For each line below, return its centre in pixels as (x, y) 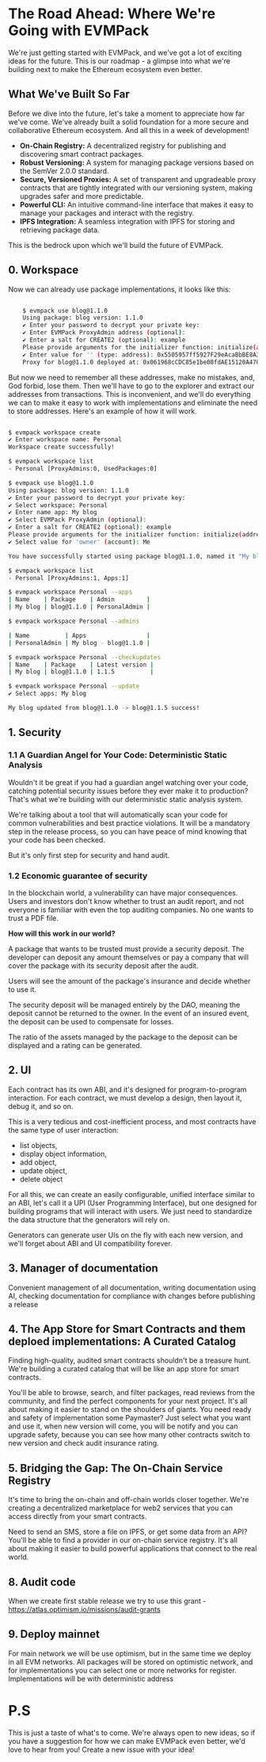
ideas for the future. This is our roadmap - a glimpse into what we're (120, 61)
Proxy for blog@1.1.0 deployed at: (81, 362)
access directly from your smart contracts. (78, 1516)
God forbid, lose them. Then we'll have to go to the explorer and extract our (131, 386)
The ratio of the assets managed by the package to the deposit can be (123, 1037)
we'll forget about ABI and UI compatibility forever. (90, 1243)
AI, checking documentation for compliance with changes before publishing (132, 1295)
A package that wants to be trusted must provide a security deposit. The (126, 948)
